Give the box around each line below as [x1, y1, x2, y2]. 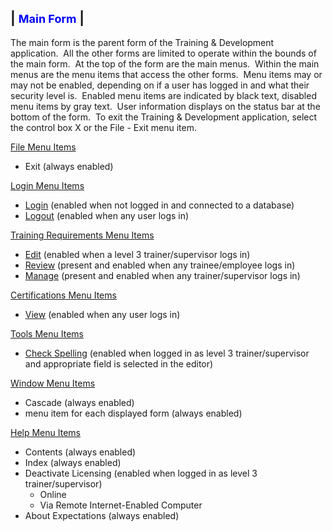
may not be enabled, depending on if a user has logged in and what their [10, 79, 310, 91]
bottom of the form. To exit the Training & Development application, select [10, 111, 318, 123]
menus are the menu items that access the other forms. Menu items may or [10, 68, 323, 80]
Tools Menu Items [10, 327, 84, 340]
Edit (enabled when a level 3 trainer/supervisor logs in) [24, 248, 251, 260]
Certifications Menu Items [10, 289, 117, 301]
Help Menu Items [10, 426, 81, 438]
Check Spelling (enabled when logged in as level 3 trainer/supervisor [24, 347, 310, 359]
